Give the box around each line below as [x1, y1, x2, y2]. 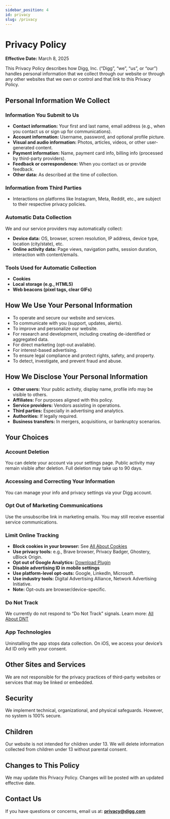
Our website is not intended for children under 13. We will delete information [5, 741, 164, 747]
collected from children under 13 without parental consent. [5, 746, 128, 752]
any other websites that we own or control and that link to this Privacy [5, 76, 151, 82]
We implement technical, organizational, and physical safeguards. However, [5, 707, 164, 713]
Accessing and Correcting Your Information [5, 478, 115, 485]
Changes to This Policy [5, 761, 80, 770]
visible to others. [12, 391, 48, 398]
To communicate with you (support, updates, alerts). [12, 320, 123, 326]
